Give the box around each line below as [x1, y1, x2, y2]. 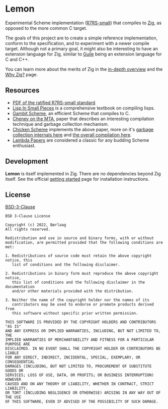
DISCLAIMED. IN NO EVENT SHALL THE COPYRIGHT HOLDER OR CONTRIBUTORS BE [5, 346, 161, 351]
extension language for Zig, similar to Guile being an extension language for [5, 51, 162, 57]
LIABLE [5, 350, 19, 356]
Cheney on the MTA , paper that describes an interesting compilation [12, 116, 154, 122]
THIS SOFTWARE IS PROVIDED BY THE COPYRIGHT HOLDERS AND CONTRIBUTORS [5, 320, 156, 325]
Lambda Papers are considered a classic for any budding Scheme [12, 137, 149, 143]
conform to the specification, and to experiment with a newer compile [5, 40, 149, 46]
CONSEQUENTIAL [5, 360, 35, 365]
